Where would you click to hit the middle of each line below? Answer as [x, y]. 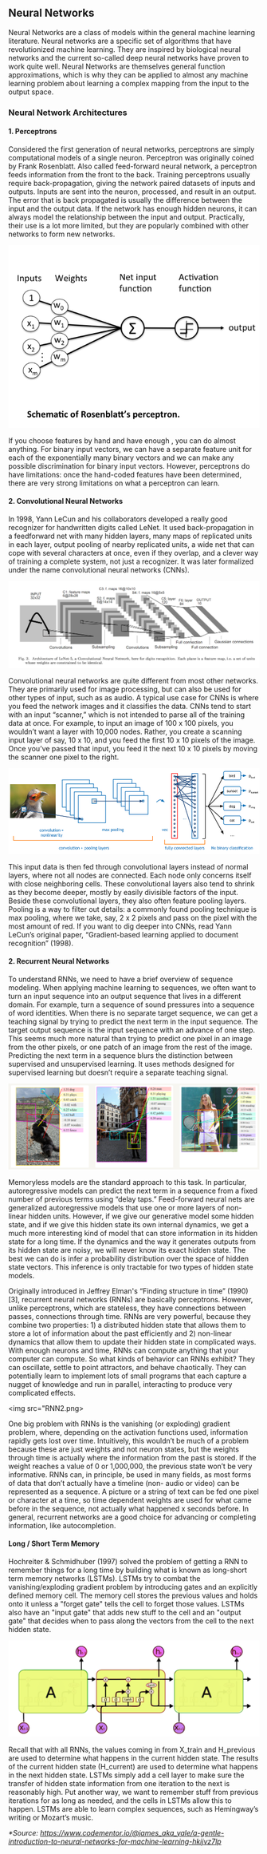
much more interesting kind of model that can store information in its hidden [133, 1233]
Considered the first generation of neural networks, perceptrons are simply [132, 149]
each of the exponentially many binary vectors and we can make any [121, 458]
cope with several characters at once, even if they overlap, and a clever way [133, 553]
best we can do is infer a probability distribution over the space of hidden [129, 1258]
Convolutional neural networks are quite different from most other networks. [133, 680]
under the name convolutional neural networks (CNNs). [99, 569]
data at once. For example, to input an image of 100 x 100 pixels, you [121, 723]
